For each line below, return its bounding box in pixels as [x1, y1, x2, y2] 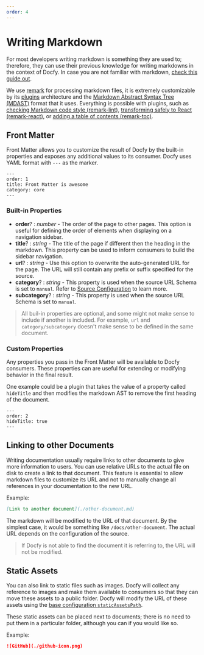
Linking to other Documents [6, 440, 114, 451]
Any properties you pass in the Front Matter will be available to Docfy [6, 358, 180, 366]
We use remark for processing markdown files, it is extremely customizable [6, 87, 195, 94]
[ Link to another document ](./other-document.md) [6, 506, 135, 512]
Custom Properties [6, 344, 64, 353]
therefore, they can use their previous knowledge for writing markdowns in [6, 62, 194, 69]
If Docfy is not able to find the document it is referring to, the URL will [21, 542, 196, 549]
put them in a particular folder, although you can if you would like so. [6, 620, 178, 627]
